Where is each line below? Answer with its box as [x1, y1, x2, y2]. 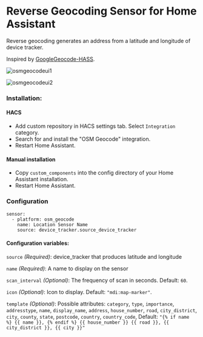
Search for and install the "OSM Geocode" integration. [15, 135, 151, 143]
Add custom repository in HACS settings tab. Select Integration [15, 122, 176, 130]
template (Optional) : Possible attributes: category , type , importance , [6, 300, 175, 307]
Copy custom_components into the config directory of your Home [15, 169, 174, 176]
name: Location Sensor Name [17, 221, 88, 228]
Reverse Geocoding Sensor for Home [6, 4, 197, 18]
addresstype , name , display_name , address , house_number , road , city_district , [6, 306, 197, 313]
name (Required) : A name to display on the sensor [6, 265, 128, 272]
